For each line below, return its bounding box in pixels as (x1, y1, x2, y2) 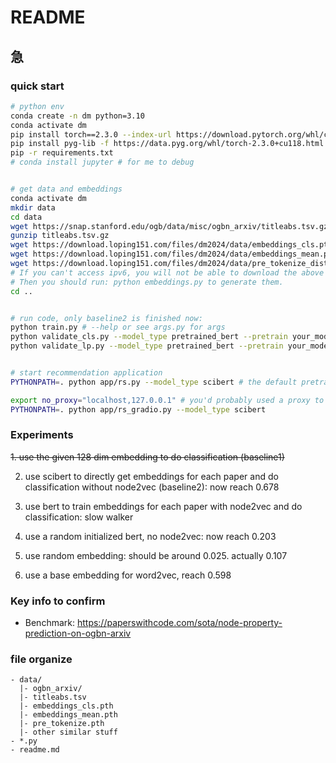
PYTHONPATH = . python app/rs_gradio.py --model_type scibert (10, 404, 267, 415)
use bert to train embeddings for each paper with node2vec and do (24, 500, 303, 512)
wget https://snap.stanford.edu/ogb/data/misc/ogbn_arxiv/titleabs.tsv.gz (10, 221, 329, 231)
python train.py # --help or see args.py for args (10, 322, 226, 333)
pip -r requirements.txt (10, 148, 114, 158)
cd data (10, 212, 43, 222)
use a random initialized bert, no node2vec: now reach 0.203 (24, 530, 277, 542)
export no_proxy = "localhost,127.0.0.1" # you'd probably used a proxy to (10, 395, 325, 405)
